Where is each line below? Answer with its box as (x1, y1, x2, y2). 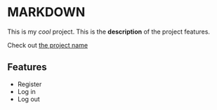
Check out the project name (7, 41, 88, 49)
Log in (17, 87, 37, 95)
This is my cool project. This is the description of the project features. (7, 27, 211, 36)
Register (17, 80, 42, 88)
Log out (17, 95, 40, 103)
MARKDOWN (7, 4, 86, 20)
